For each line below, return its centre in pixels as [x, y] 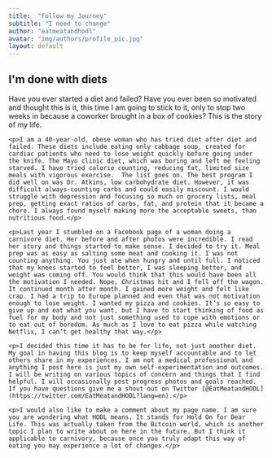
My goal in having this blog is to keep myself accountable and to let [132, 353]
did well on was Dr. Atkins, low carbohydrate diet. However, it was [129, 182]
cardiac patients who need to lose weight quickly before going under [131, 154]
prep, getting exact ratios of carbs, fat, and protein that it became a [136, 203]
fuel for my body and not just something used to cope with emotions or [134, 317]
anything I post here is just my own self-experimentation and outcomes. [136, 367]
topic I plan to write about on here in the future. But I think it [127, 431]
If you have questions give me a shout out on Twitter [103, 388]
